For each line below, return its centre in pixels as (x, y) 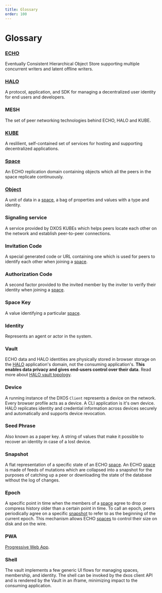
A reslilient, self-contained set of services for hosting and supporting (74, 143)
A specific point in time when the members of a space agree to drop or (76, 503)
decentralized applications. (32, 148)
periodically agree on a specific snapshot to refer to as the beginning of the (81, 513)
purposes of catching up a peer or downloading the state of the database (78, 475)
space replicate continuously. (34, 177)
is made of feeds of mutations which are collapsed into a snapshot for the (79, 470)
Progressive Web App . (27, 547)
